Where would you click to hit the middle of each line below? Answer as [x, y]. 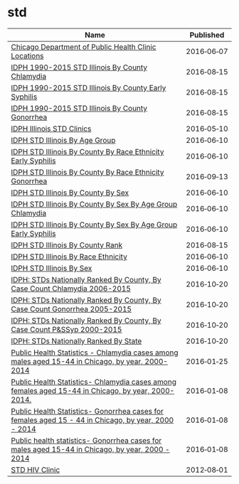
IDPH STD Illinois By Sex [52, 268]
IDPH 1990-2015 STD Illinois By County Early [89, 87]
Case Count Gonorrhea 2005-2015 [71, 308]
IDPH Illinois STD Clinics [51, 129]
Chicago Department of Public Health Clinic [84, 47]
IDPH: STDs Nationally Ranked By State [76, 340]
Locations [27, 55]
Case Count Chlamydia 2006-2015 [71, 289]
